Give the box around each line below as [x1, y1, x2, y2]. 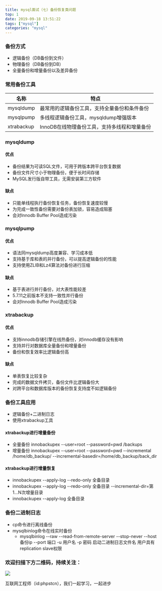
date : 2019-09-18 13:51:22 [5, 16, 61, 21]
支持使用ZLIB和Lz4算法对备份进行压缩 [12, 262, 91, 268]
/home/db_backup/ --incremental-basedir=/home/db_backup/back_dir [12, 453, 157, 459]
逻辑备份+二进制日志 [12, 411, 55, 417]
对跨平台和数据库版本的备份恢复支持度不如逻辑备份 [12, 385, 117, 391]
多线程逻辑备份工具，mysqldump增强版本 [39, 114, 137, 121]
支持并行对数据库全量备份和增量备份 [12, 342, 87, 348]
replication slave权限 [19, 545, 62, 551]
